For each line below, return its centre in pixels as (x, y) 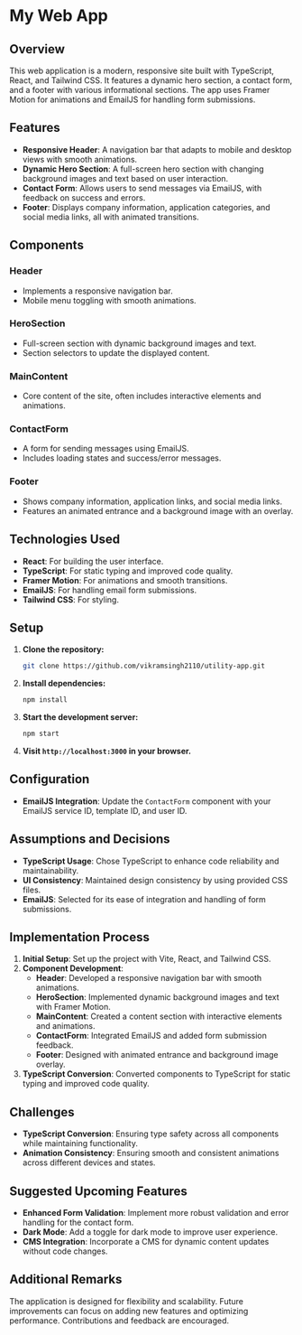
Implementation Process (80, 937)
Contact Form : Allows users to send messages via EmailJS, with (142, 188)
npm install (45, 700)
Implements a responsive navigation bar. (97, 291)
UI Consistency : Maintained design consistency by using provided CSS (155, 880)
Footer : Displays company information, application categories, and (146, 207)
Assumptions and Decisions (90, 840)
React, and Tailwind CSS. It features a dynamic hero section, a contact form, (151, 80)
